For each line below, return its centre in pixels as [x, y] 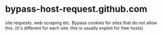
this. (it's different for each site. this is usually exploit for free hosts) [74, 28]
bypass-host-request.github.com [76, 9]
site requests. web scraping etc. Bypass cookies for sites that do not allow [81, 23]
